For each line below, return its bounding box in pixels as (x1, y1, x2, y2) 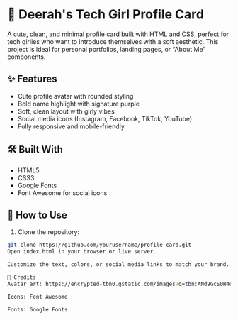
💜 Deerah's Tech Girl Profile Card (7, 6, 204, 23)
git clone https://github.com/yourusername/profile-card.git (7, 241, 192, 249)
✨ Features (7, 73, 57, 85)
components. (7, 53, 46, 61)
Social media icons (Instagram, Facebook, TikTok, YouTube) (17, 114, 193, 123)
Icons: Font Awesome (7, 293, 69, 300)
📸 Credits (7, 274, 37, 281)
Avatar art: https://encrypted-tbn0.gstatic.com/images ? (7, 280, 179, 287)
